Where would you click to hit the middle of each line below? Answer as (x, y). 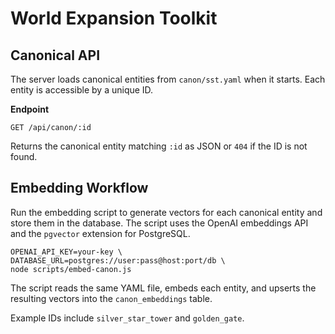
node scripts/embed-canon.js (71, 269)
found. (24, 156)
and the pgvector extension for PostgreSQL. (100, 233)
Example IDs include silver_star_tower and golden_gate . (127, 318)
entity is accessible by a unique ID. (82, 90)
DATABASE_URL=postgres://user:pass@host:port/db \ (118, 260)
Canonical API (55, 55)
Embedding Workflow (79, 188)
